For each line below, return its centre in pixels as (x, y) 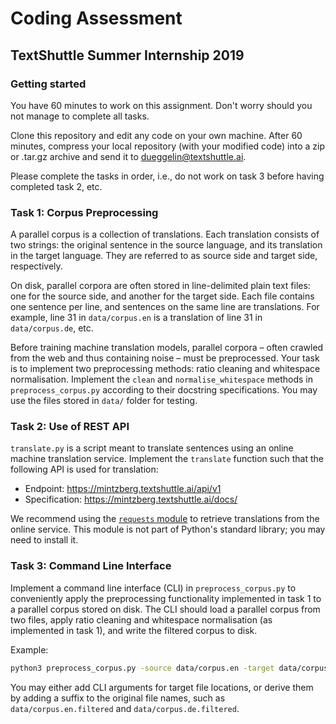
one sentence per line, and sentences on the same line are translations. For (165, 307)
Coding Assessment (96, 18)
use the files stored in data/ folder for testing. (104, 401)
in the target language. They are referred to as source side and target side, (164, 256)
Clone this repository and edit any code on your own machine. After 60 (156, 135)
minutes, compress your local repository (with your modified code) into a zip (168, 146)
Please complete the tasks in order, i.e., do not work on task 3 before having (167, 176)
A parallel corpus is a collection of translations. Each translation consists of (165, 234)
